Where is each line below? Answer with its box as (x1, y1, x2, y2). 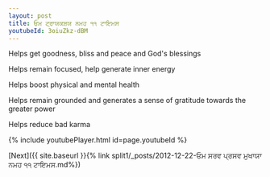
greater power (8, 104, 56, 113)
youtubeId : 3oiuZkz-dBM (8, 27, 89, 35)
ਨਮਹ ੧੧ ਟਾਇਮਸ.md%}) (8, 160, 81, 170)
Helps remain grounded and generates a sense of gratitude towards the (8, 96, 247, 105)
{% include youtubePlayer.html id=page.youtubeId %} (8, 135, 188, 145)
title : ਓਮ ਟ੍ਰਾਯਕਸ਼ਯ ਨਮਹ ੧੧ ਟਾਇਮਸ (8, 19, 119, 27)
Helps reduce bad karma (8, 120, 91, 130)
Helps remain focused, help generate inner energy (8, 64, 176, 74)
